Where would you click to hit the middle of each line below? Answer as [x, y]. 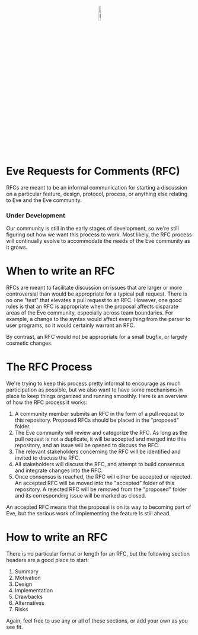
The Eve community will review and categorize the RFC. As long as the [101, 433]
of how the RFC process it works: [47, 402]
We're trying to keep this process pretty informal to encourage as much [93, 384]
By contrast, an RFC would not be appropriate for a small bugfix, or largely [97, 337]
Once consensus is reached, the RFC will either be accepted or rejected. [103, 477]
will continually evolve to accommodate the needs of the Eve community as [98, 241]
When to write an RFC [61, 271]
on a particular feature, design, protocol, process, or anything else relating [97, 194]
